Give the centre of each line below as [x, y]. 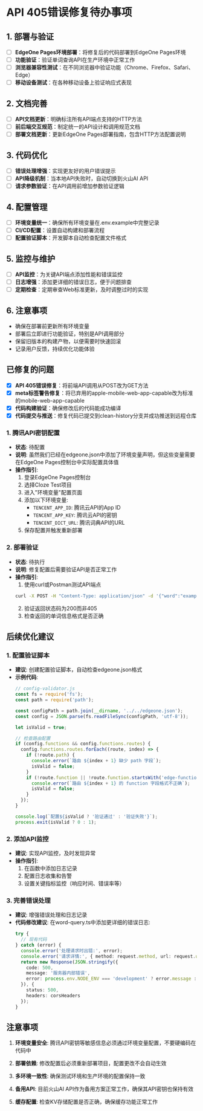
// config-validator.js [45, 689]
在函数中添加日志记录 [50, 868]
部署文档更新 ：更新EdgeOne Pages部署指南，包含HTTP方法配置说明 [100, 134]
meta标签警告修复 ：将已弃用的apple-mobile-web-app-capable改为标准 [104, 393]
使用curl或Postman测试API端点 [63, 585]
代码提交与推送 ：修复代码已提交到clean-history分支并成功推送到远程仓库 [106, 416]
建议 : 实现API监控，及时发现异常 [55, 853]
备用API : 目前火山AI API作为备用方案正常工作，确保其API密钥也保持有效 [104, 1089]
